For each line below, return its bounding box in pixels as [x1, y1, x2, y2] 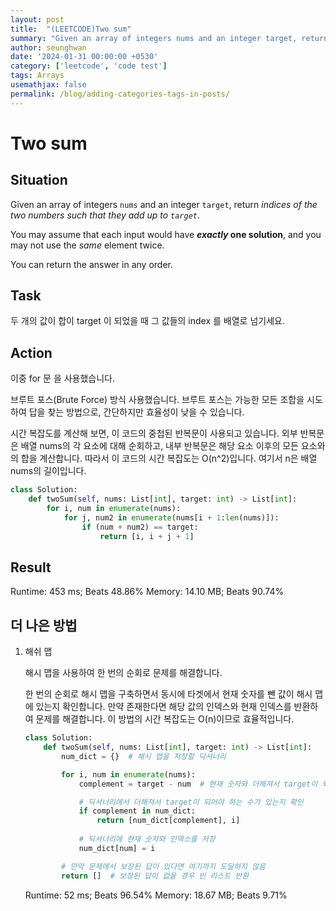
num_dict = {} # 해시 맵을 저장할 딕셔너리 [61, 751, 227, 761]
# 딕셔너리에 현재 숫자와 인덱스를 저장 [78, 834, 216, 844]
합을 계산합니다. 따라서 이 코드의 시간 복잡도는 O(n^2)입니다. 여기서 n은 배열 [20, 452, 318, 465]
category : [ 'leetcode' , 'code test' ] [10, 61, 168, 71]
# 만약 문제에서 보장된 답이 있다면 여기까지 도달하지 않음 [61, 861, 267, 871]
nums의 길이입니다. [10, 465, 87, 477]
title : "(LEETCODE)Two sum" [10, 24, 132, 34]
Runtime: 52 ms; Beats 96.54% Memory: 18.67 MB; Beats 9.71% [24, 889, 288, 901]
